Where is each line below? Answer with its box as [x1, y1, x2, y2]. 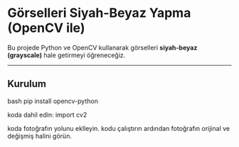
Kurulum [7, 78, 47, 90]
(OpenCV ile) [7, 20, 85, 36]
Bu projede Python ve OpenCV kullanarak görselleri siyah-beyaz [7, 43, 198, 52]
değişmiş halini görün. [7, 131, 73, 140]
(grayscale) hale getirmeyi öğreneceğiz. [7, 51, 126, 59]
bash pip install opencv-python [7, 97, 98, 105]
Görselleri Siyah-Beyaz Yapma [7, 5, 191, 21]
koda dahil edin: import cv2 [7, 110, 87, 119]
